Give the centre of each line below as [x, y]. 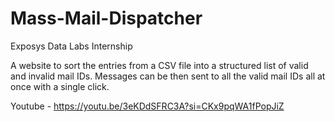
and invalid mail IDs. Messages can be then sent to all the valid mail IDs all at [168, 76]
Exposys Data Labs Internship [71, 46]
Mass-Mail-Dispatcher [106, 18]
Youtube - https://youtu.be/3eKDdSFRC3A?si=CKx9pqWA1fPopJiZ [147, 106]
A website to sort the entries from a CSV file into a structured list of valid [159, 65]
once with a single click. [60, 86]
